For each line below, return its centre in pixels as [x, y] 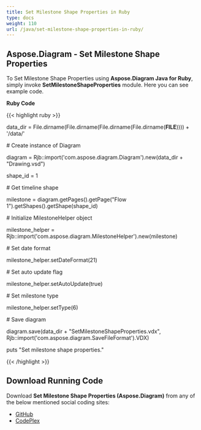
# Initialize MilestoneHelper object [49, 218]
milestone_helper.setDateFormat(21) [52, 260]
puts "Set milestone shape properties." [55, 350]
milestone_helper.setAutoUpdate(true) [55, 284]
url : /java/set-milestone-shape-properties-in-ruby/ [75, 29]
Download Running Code [55, 381]
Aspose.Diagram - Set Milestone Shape [83, 54]
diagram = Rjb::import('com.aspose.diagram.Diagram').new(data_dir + [95, 158]
